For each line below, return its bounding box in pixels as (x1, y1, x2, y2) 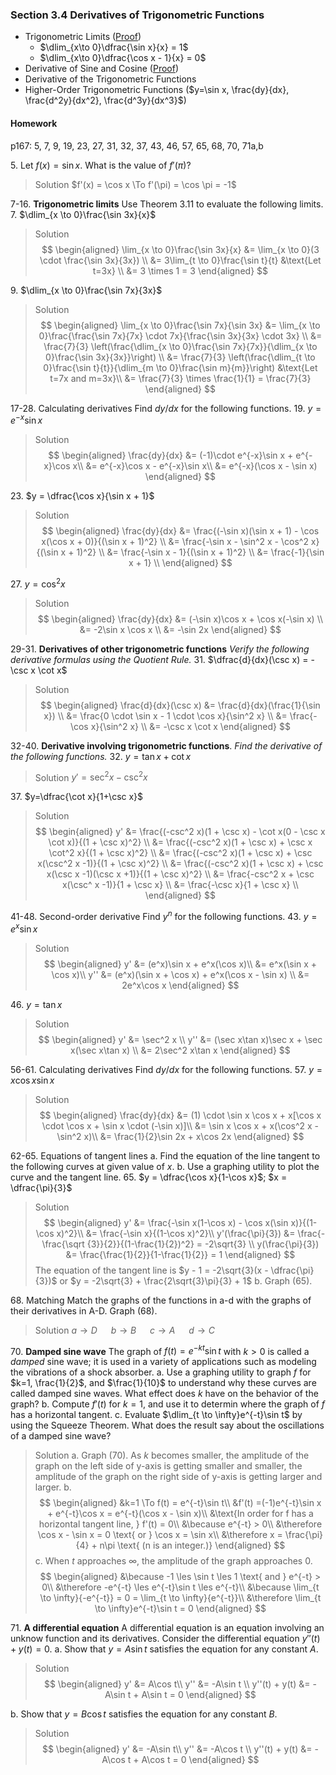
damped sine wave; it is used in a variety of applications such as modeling (10, 1356, 317, 1368)
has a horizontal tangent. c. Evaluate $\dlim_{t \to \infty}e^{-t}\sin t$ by (10, 1409, 303, 1421)
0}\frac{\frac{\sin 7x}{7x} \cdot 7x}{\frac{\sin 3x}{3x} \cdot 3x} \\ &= (38, 329, 323, 342)
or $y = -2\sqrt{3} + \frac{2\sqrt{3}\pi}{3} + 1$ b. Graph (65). (59, 1274, 313, 1287)
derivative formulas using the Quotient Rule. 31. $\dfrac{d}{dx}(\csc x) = (10, 653, 309, 665)
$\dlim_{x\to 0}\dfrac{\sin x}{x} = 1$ (39, 41, 189, 53)
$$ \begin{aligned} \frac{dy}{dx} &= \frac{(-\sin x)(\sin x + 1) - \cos (41, 525, 320, 537)
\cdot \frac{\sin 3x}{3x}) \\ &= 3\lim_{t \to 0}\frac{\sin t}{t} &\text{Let (39, 254, 322, 266)
